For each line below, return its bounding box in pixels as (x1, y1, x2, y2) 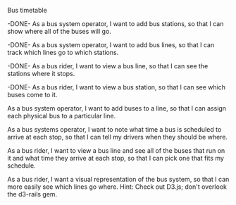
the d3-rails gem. (7, 190, 58, 198)
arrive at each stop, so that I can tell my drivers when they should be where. (7, 133, 228, 141)
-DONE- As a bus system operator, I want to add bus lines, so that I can (7, 41, 215, 49)
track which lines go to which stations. (7, 49, 119, 56)
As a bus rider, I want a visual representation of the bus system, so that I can (7, 175, 230, 183)
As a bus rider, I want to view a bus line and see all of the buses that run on (7, 147, 225, 154)
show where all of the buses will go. (7, 27, 111, 35)
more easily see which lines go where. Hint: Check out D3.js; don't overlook (7, 182, 228, 191)
